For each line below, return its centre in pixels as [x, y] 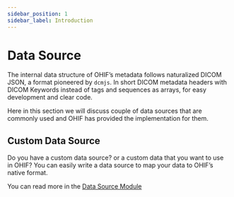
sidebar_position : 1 [38, 14]
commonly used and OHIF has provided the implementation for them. [108, 119]
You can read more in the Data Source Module [75, 186]
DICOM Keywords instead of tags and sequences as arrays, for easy [107, 90]
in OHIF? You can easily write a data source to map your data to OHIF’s [110, 165]
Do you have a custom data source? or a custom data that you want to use [116, 158]
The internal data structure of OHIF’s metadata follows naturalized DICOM [115, 75]
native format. [28, 173]
